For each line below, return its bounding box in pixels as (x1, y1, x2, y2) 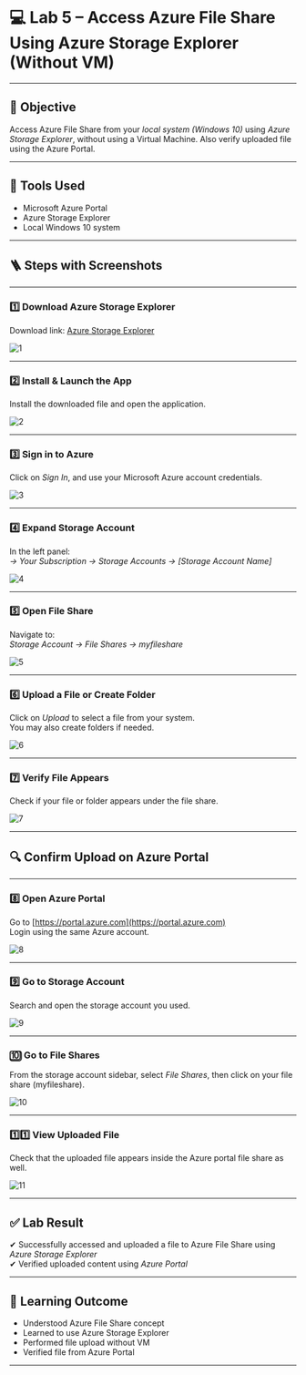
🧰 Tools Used (9, 179, 86, 194)
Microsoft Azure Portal (22, 202, 107, 213)
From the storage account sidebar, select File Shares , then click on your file (9, 1070, 293, 1081)
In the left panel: (9, 546, 71, 557)
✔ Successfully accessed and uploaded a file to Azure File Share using (9, 1239, 276, 1250)
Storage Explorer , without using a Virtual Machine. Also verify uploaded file (9, 133, 291, 144)
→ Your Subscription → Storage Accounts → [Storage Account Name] (9, 555, 272, 566)
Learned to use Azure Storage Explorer (22, 1328, 170, 1339)
